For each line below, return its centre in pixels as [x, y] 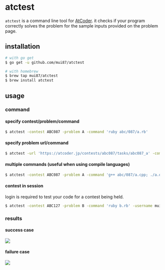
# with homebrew [22, 71]
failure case [17, 252]
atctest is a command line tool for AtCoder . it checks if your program [75, 21]
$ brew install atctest [29, 81]
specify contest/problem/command [42, 121]
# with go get [20, 58]
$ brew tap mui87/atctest [31, 76]
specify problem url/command [37, 143]
